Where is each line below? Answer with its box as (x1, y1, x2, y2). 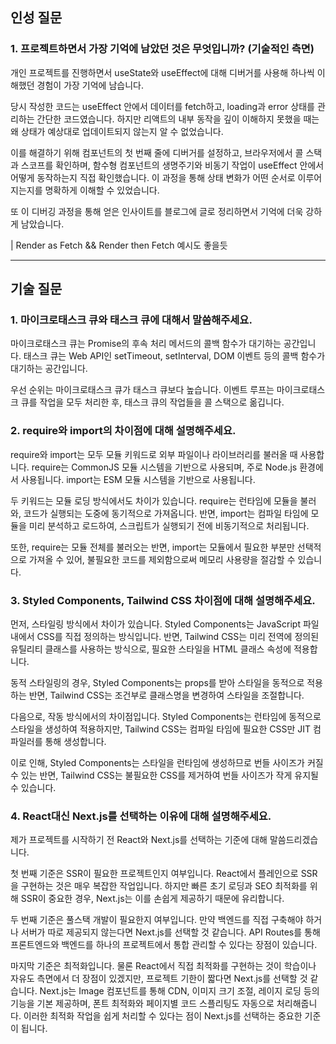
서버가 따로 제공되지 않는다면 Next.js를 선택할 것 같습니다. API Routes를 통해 (20, 926, 321, 938)
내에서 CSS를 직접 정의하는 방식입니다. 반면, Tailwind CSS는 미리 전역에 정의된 (10, 630, 320, 642)
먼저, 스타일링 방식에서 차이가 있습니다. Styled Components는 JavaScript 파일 (10, 618, 320, 630)
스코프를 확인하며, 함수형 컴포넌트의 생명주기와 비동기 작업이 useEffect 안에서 (20, 159, 325, 171)
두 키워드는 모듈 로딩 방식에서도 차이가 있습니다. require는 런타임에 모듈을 (10, 494, 298, 507)
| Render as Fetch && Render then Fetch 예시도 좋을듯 (10, 239, 228, 251)
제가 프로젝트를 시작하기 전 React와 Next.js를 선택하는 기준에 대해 (10, 834, 268, 846)
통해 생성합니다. (44, 735, 107, 747)
